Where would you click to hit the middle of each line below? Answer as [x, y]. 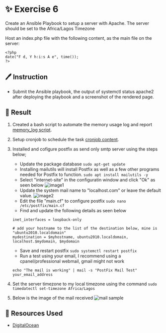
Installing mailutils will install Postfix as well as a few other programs [89, 169]
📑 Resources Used [34, 313]
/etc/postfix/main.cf [42, 206]
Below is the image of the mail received [53, 298]
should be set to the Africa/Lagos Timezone [50, 28]
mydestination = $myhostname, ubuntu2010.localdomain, [70, 237]
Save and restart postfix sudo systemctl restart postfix [78, 250]
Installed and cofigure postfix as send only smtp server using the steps [85, 149]
